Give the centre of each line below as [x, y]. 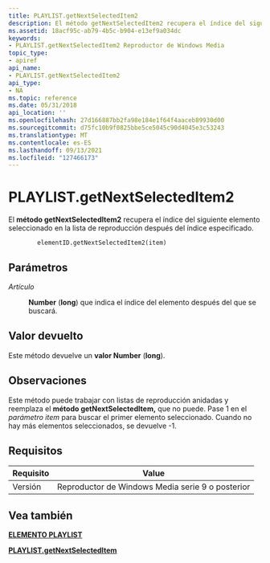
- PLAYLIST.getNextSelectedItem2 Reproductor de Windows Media [117, 46]
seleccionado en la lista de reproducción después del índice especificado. [131, 228]
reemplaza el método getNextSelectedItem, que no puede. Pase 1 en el [128, 408]
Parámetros [38, 267]
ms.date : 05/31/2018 [43, 105]
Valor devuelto [46, 336]
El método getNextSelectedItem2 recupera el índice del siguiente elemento [134, 220]
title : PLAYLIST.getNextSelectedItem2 [73, 16]
